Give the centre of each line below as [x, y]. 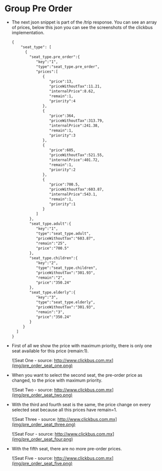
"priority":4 [62, 101]
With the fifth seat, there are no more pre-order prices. [67, 448]
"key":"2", [47, 263]
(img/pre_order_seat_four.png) [42, 439]
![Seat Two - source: [32, 390]
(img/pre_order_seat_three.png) [44, 424]
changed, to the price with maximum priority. [57, 380]
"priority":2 [62, 170]
